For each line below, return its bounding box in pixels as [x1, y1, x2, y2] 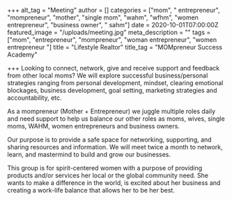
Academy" [7, 50, 38, 59]
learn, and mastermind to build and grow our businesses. [7, 150, 171, 158]
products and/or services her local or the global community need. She [7, 171, 209, 179]
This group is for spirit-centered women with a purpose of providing [7, 164, 203, 172]
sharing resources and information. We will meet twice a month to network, [7, 143, 223, 151]
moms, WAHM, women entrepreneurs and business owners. [7, 122, 180, 130]
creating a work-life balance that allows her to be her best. [7, 186, 176, 194]
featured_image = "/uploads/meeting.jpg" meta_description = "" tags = [7, 28, 211, 36]
